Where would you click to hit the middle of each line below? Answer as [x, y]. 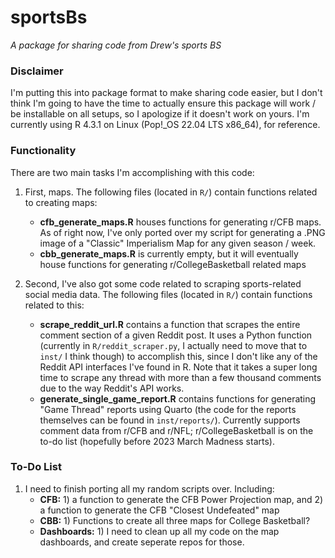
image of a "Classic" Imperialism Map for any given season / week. [178, 243]
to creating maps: [61, 202]
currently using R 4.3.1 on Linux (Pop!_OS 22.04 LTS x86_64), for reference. [165, 125]
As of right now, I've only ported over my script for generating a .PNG [182, 232]
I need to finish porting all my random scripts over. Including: [149, 488]
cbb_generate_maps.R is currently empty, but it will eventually [169, 253]
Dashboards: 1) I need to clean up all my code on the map [159, 531]
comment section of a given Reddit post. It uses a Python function [176, 335]
